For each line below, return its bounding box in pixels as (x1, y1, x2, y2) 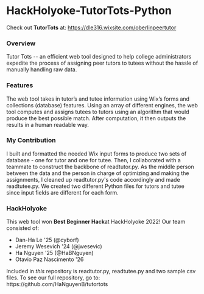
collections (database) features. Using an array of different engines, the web (6, 101, 198, 109)
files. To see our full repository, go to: (6, 274, 100, 281)
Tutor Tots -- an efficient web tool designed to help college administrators (6, 53, 192, 60)
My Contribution (6, 136, 56, 145)
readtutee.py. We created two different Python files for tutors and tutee (6, 182, 185, 190)
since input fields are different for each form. (6, 188, 119, 196)
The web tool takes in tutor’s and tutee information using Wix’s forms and (6, 95, 190, 102)
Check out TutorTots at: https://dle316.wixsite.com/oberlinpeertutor (6, 24, 177, 31)
